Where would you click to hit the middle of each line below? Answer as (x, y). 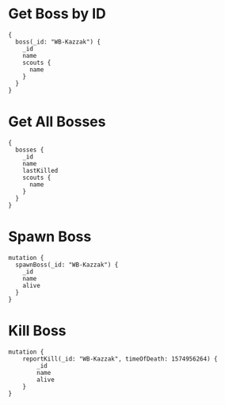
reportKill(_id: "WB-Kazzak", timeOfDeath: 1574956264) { (120, 359)
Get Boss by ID (57, 14)
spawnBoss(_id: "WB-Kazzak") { (67, 265)
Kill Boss (37, 330)
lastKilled (40, 170)
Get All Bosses (57, 122)
